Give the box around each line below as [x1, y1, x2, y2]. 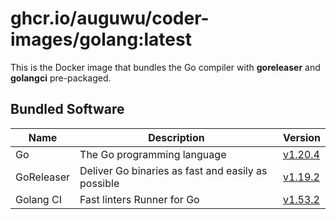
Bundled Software [10, 101, 125, 118]
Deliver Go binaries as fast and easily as [79, 163, 268, 177]
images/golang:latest [10, 28, 192, 51]
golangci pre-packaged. [10, 72, 112, 84]
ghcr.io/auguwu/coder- [10, 7, 210, 30]
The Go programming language [79, 147, 227, 161]
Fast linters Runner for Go [79, 192, 200, 206]
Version [282, 130, 321, 144]
